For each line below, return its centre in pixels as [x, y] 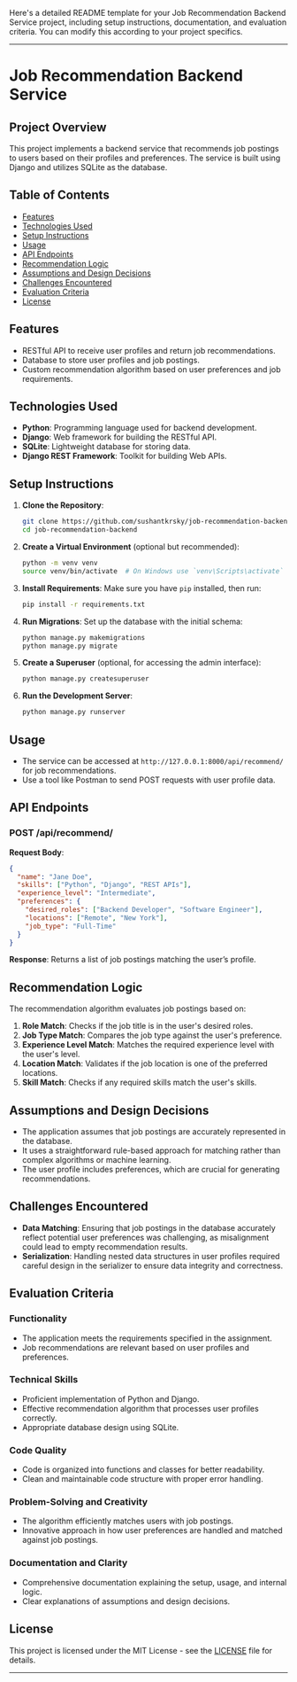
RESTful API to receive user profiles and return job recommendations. [148, 350]
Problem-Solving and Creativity [79, 1502]
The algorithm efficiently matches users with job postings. [128, 1521]
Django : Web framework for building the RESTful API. [119, 437]
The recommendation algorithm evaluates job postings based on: [128, 1008]
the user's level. [51, 1055]
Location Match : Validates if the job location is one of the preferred [145, 1063]
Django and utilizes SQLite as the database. [88, 167]
